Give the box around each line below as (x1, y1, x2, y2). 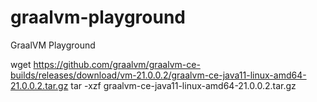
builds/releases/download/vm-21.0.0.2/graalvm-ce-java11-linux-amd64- (10, 69, 307, 81)
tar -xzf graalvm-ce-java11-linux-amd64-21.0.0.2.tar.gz (70, 79, 297, 91)
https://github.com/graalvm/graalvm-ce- (33, 58, 201, 70)
